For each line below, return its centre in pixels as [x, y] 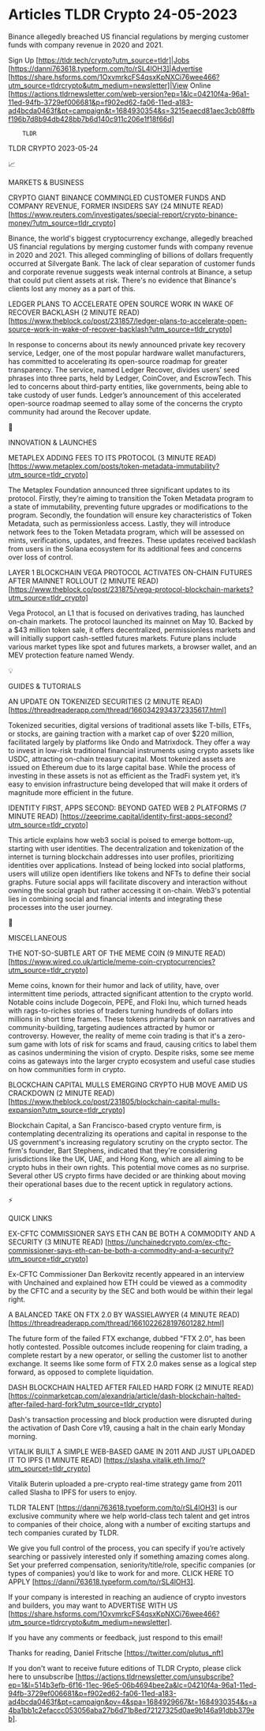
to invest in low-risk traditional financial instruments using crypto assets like [131, 750]
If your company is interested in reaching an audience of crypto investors [127, 1597]
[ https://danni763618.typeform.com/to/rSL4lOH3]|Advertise [105, 68]
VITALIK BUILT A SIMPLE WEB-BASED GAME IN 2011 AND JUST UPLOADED [132, 1451]
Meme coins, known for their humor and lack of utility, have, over [114, 985]
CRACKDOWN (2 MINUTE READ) [62, 1093]
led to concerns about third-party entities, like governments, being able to [128, 386]
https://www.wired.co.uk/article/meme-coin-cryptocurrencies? [113, 961]
